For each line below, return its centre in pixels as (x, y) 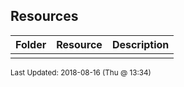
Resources (44, 16)
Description (140, 44)
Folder (31, 44)
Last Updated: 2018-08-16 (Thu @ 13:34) (81, 72)
